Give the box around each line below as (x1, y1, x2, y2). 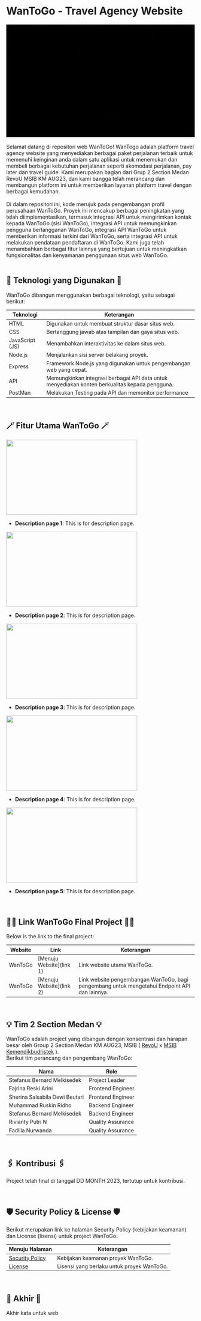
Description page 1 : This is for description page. (14, 520, 135, 527)
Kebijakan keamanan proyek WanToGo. (57, 1254, 153, 1262)
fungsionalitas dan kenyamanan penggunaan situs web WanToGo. (6, 251, 169, 259)
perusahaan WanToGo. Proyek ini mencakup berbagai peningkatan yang (6, 207, 184, 214)
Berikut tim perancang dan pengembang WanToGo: (6, 1054, 133, 1061)
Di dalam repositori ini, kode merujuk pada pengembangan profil (6, 200, 165, 208)
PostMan (8, 389, 31, 396)
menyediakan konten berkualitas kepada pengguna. (46, 380, 173, 388)
